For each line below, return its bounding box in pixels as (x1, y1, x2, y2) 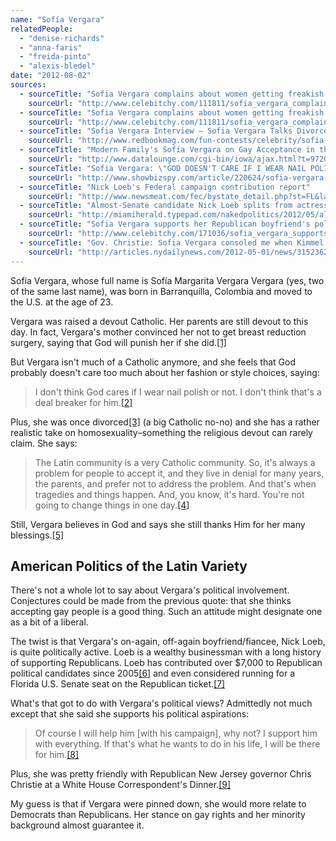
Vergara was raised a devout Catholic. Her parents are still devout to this (10, 315, 309, 327)
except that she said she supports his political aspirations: (10, 708, 250, 720)
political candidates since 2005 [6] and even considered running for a (10, 667, 296, 680)
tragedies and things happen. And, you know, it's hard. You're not (34, 488, 305, 500)
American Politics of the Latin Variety (10, 557, 248, 575)
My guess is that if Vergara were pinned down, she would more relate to (10, 798, 307, 810)
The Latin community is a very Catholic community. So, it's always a (34, 456, 316, 468)
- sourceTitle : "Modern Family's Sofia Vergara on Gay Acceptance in (19, 145, 315, 155)
